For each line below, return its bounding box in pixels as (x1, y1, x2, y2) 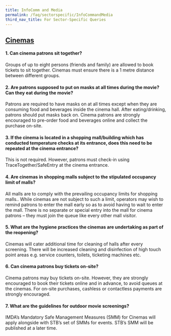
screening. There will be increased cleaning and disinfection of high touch (5, 246, 161, 252)
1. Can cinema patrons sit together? (5, 50, 83, 56)
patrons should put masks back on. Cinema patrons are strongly (5, 112, 140, 118)
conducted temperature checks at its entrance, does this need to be (5, 140, 152, 146)
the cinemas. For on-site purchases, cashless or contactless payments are (5, 285, 162, 292)
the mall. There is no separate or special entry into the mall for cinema (5, 207, 153, 213)
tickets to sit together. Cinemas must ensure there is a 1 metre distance (5, 67, 155, 73)
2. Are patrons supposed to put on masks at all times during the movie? (5, 84, 160, 90)
